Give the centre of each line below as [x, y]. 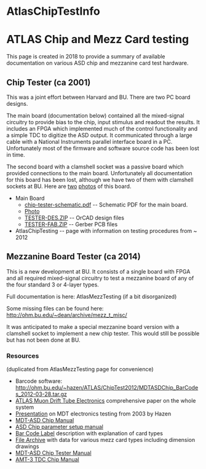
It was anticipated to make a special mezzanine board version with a [93, 326]
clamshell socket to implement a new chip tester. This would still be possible [103, 333]
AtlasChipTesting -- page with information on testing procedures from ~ [106, 231]
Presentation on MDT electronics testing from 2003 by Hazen [93, 414]
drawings [27, 446]
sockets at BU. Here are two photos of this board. [69, 186]
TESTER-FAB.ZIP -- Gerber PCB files [71, 224]
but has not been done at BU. [43, 340]
